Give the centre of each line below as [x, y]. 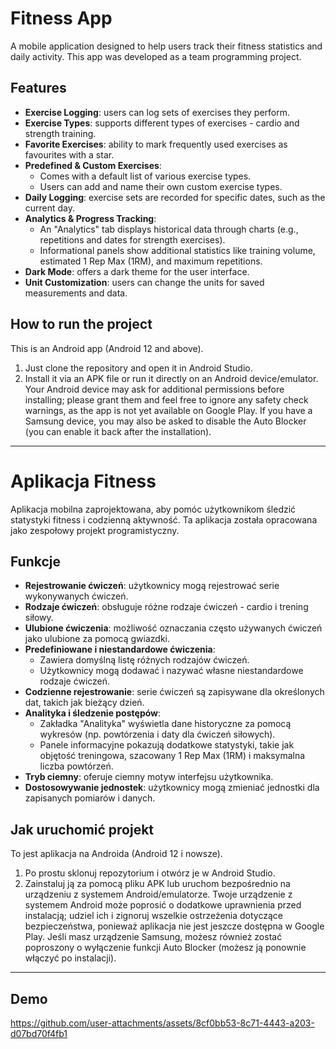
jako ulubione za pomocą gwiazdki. [97, 639]
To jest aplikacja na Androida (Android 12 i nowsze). [116, 854]
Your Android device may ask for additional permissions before [154, 389]
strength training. [60, 133]
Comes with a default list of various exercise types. [145, 176]
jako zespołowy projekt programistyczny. [95, 530]
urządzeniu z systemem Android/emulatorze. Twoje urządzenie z [158, 894]
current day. [50, 208]
